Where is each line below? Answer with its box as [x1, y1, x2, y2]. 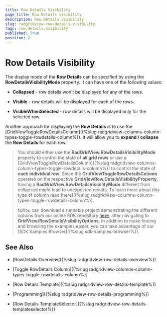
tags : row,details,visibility [5, 26, 69, 31]
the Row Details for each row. [5, 139, 67, 145]
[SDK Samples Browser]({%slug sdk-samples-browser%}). [17, 228, 139, 234]
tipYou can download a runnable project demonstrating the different [17, 207, 158, 213]
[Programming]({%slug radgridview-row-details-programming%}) [12, 291, 149, 297]
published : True [5, 31, 39, 36]
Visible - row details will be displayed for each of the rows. [12, 99, 134, 105]
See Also [5, 243, 34, 252]
